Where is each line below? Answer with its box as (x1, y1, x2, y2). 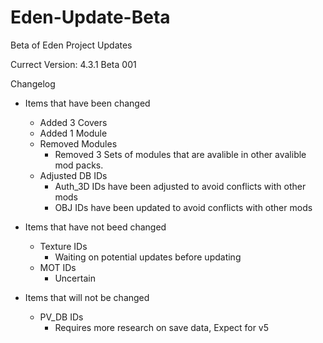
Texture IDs (39, 240, 88, 252)
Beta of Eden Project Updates (10, 39, 133, 51)
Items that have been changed (24, 97, 151, 109)
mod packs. (54, 159, 104, 171)
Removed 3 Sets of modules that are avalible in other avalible (54, 148, 307, 160)
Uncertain (54, 272, 96, 284)
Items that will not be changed (24, 291, 150, 303)
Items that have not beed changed (24, 221, 167, 233)
